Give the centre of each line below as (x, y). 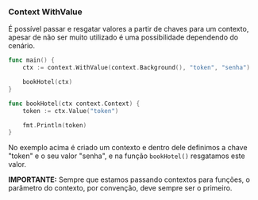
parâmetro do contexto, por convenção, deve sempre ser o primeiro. (120, 188)
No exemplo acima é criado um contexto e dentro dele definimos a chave (128, 148)
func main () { (32, 60)
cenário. (22, 46)
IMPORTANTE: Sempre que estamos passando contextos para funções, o (129, 179)
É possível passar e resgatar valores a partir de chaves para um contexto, (129, 29)
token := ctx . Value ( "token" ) (71, 111)
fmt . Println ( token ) (55, 125)
